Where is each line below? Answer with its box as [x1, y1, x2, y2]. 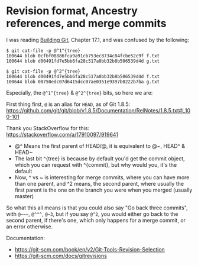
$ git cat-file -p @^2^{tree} [6, 68, 81, 75]
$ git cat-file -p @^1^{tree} [6, 47, 81, 54]
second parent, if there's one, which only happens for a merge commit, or [6, 216, 186, 224]
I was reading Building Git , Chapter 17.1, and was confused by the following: [6, 36, 190, 43]
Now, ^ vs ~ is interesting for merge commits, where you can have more [14, 173, 190, 181]
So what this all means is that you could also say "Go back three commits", [6, 204, 188, 211]
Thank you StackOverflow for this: [6, 124, 90, 131]
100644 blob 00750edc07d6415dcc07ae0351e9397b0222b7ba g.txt [6, 79, 160, 85]
